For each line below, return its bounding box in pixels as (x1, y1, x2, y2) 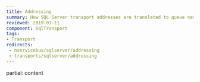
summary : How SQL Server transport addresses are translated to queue (6, 14, 185, 20)
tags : (6, 31, 20, 37)
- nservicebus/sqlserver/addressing (8, 48, 100, 53)
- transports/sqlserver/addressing (8, 53, 97, 59)
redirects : (6, 42, 33, 48)
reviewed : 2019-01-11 (6, 20, 60, 26)
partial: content (6, 69, 43, 76)
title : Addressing (6, 8, 52, 15)
